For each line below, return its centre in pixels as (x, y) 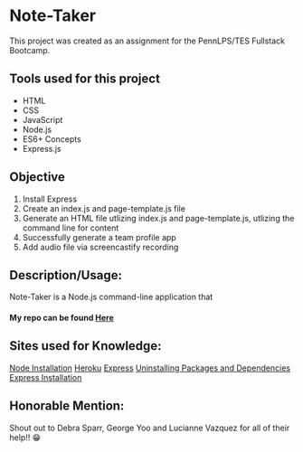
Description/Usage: (66, 275)
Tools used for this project (85, 79)
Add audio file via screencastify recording (100, 247)
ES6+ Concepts (52, 139)
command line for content (71, 228)
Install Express (50, 199)
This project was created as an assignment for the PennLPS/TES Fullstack (147, 41)
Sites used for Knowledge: (85, 346)
